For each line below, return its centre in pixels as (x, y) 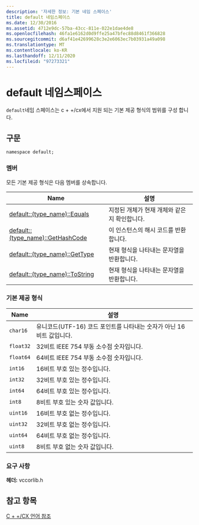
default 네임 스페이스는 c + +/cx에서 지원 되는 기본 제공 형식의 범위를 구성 (92, 110)
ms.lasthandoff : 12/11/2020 (41, 56)
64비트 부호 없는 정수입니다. (73, 435)
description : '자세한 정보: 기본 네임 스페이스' (59, 12)
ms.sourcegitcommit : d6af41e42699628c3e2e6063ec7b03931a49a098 (86, 39)
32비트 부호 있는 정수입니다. (73, 379)
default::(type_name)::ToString (52, 274)
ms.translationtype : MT (36, 45)
